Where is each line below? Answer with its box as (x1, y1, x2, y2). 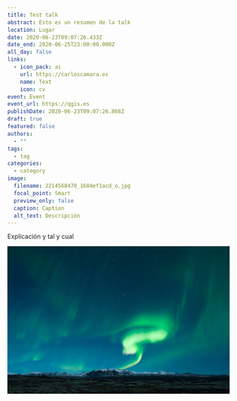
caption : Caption (13, 204, 65, 211)
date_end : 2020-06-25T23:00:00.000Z (7, 41, 115, 49)
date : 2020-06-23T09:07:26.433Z (7, 34, 102, 41)
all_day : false (7, 49, 52, 56)
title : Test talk (7, 11, 59, 18)
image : (7, 175, 27, 183)
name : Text (20, 78, 52, 85)
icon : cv (20, 85, 46, 93)
